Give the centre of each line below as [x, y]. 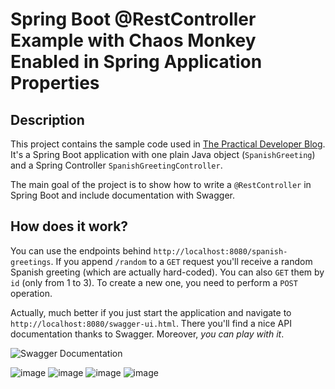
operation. [31, 293]
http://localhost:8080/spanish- [220, 251]
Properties [55, 83]
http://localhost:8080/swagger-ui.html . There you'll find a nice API [151, 323]
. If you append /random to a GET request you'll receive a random [181, 261]
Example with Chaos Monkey [133, 40]
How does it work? [69, 226]
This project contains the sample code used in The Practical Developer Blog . [168, 144]
